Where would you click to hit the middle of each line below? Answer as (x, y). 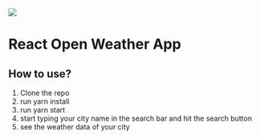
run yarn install (45, 101)
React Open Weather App (95, 44)
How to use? (40, 74)
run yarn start (43, 110)
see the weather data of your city (75, 127)
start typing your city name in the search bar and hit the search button (136, 118)
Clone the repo (45, 93)
